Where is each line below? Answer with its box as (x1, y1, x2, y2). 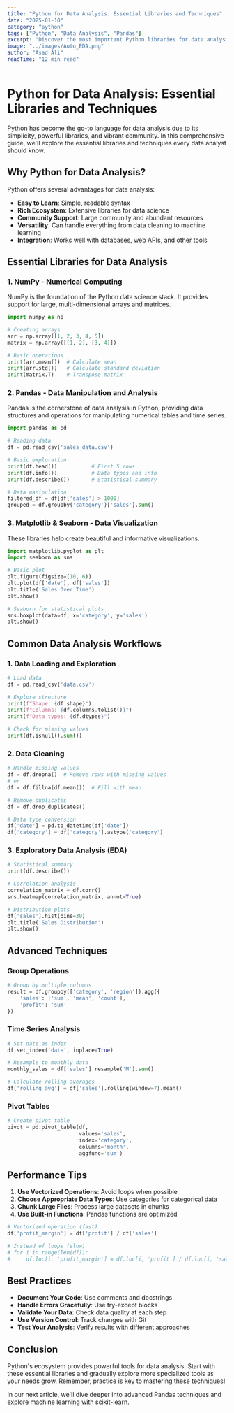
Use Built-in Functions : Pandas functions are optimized (17, 1210, 178, 1219)
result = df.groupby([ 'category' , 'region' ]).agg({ (7, 988, 160, 995)
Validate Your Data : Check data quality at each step (17, 1308, 167, 1317)
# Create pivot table (7, 1117, 70, 1124)
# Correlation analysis (7, 880, 77, 888)
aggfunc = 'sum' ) (79, 1149, 123, 1157)
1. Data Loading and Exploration (7, 659, 116, 668)
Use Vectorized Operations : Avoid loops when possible (17, 1188, 178, 1196)
